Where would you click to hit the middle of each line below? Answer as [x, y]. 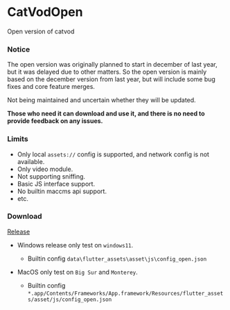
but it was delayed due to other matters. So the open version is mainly [107, 72]
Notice [19, 49]
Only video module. [45, 169]
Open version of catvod [41, 31]
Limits [18, 139]
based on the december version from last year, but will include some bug [112, 79]
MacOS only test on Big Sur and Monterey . [78, 272]
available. [31, 161]
